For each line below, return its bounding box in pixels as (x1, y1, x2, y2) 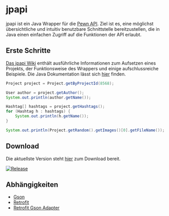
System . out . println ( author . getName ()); (6, 95, 91, 100)
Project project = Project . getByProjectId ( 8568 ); (6, 81, 115, 86)
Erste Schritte (6, 46, 51, 55)
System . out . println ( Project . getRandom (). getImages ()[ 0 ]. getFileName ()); (6, 127, 165, 133)
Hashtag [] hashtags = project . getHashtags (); (6, 104, 105, 109)
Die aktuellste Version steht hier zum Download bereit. (6, 155, 121, 162)
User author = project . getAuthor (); (6, 90, 84, 95)
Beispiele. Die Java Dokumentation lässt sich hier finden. (6, 71, 126, 77)
